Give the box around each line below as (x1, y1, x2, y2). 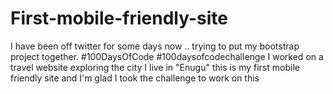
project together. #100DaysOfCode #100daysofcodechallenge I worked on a (10, 50, 324, 62)
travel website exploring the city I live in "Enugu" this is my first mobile (10, 61, 300, 73)
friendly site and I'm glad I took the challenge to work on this (10, 72, 260, 84)
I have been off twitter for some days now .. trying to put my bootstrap (10, 40, 300, 52)
